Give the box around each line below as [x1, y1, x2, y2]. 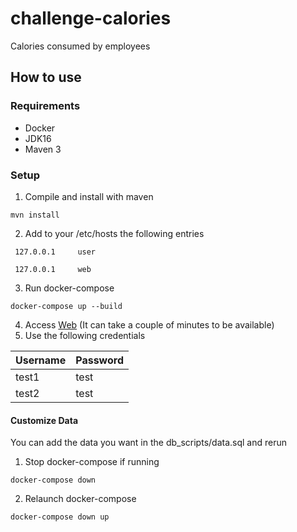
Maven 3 [24, 143, 62, 155]
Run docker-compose [24, 282, 115, 294]
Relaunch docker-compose [24, 493, 137, 505]
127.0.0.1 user [14, 247, 97, 257]
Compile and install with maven [24, 190, 154, 202]
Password [75, 353, 124, 367]
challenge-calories [10, 7, 172, 30]
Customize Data [10, 414, 79, 426]
